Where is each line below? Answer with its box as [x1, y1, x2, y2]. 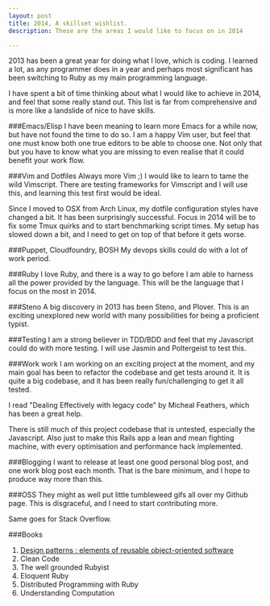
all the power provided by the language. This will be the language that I [8, 278, 244, 288]
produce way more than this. [8, 475, 104, 484]
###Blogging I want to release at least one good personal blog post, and [8, 457, 248, 467]
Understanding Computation [19, 588, 115, 598]
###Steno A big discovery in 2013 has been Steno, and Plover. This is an [8, 302, 250, 312]
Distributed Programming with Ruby [19, 579, 139, 589]
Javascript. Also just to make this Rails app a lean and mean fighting [8, 433, 235, 443]
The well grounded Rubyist [19, 562, 110, 572]
